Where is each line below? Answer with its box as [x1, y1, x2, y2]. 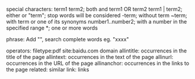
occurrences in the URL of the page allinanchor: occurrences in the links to [6, 60, 190, 67]
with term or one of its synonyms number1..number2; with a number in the [6, 18, 187, 25]
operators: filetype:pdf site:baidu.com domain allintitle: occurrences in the [6, 47, 187, 54]
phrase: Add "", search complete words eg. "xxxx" [6, 36, 129, 42]
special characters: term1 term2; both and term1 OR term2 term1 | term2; [6, 6, 183, 12]
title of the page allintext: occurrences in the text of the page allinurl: [6, 54, 174, 60]
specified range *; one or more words [6, 24, 98, 31]
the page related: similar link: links [6, 66, 89, 73]
